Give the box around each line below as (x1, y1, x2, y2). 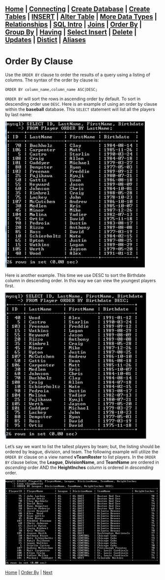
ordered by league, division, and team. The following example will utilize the (5, 449, 159, 455)
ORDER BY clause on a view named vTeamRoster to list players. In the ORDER (5, 454, 156, 460)
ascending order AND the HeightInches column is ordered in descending (5, 464, 154, 470)
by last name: (5, 112, 32, 117)
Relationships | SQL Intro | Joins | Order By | (5, 20, 142, 29)
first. (5, 283, 15, 289)
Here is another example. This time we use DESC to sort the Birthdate (5, 272, 146, 278)
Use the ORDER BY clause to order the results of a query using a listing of (5, 72, 151, 78)
